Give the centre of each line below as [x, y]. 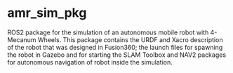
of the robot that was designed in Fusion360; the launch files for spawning [115, 47]
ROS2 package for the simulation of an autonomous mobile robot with [108, 32]
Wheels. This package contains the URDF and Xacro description [130, 39]
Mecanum [22, 39]
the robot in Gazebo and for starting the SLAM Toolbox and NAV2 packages [117, 55]
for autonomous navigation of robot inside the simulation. [90, 62]
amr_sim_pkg [47, 13]
